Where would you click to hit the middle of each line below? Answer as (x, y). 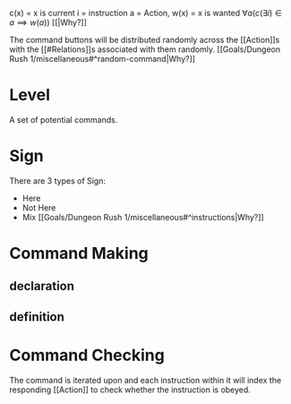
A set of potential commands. (64, 119)
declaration (42, 286)
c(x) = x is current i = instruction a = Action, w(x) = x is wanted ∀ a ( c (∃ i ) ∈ (145, 13)
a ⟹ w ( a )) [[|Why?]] (48, 22)
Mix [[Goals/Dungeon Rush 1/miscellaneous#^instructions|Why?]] (143, 217)
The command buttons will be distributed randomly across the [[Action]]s (145, 40)
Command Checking (87, 355)
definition (37, 317)
